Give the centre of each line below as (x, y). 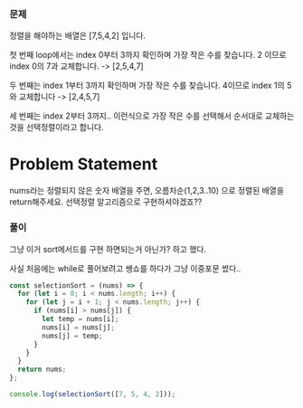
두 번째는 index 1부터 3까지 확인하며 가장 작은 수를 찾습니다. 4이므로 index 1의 (147, 85)
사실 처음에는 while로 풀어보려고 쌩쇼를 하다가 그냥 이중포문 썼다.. (125, 268)
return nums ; (42, 370)
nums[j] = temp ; (72, 336)
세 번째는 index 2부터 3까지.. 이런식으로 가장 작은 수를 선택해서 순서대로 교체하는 (152, 116)
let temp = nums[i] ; (80, 319)
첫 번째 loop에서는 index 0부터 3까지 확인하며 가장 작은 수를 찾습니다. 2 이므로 (148, 55)
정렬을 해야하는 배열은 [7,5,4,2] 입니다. (78, 36)
